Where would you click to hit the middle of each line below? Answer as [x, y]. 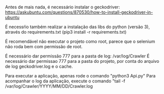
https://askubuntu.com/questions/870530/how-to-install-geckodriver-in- [79, 12]
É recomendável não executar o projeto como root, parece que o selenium [80, 41]
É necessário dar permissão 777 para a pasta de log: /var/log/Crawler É [77, 56]
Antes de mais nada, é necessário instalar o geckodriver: [63, 7]
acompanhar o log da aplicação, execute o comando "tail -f [65, 81]
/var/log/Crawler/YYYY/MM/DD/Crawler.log [49, 86]
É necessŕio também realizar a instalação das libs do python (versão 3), [77, 27]
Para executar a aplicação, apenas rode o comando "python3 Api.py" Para [80, 76]
